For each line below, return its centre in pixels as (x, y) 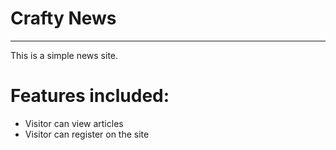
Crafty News (63, 18)
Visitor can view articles (74, 123)
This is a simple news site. (64, 55)
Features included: (90, 96)
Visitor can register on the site (87, 134)
